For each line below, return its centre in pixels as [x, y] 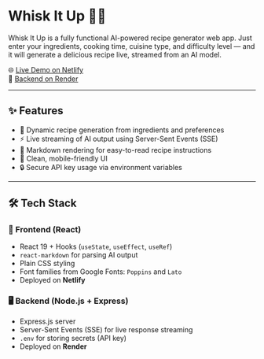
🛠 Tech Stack [42, 204]
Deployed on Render [53, 346]
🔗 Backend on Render [43, 79]
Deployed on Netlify [52, 280]
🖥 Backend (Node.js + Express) [68, 301]
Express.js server [48, 321]
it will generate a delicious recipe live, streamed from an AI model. [115, 54]
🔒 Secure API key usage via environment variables [101, 167]
